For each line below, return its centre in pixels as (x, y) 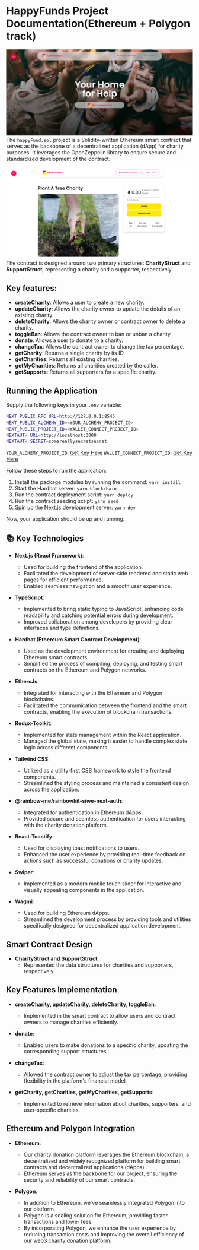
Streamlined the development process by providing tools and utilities (107, 919)
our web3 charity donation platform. (68, 1240)
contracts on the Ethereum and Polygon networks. (85, 670)
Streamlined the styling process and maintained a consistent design (106, 783)
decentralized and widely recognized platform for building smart (102, 1161)
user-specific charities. (52, 1110)
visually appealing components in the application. (84, 890)
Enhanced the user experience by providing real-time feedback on (105, 855)
